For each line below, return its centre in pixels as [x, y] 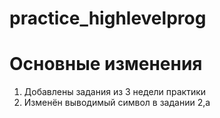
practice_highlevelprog [108, 18]
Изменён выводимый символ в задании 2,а [117, 103]
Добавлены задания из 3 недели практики [115, 92]
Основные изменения [106, 64]
